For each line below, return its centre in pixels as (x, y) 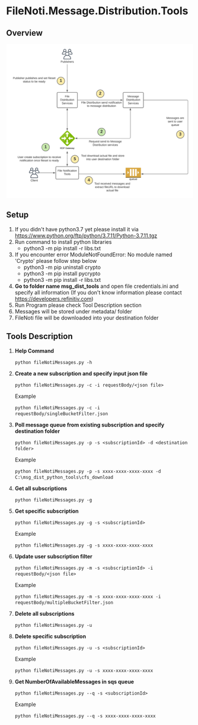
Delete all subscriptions (44, 613)
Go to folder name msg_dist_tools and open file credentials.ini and (97, 286)
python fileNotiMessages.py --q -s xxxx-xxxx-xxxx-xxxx (85, 716)
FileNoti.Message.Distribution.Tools (97, 11)
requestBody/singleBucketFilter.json (61, 414)
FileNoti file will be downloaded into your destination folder (87, 318)
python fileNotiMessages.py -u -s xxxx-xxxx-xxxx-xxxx (84, 670)
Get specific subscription (47, 511)
